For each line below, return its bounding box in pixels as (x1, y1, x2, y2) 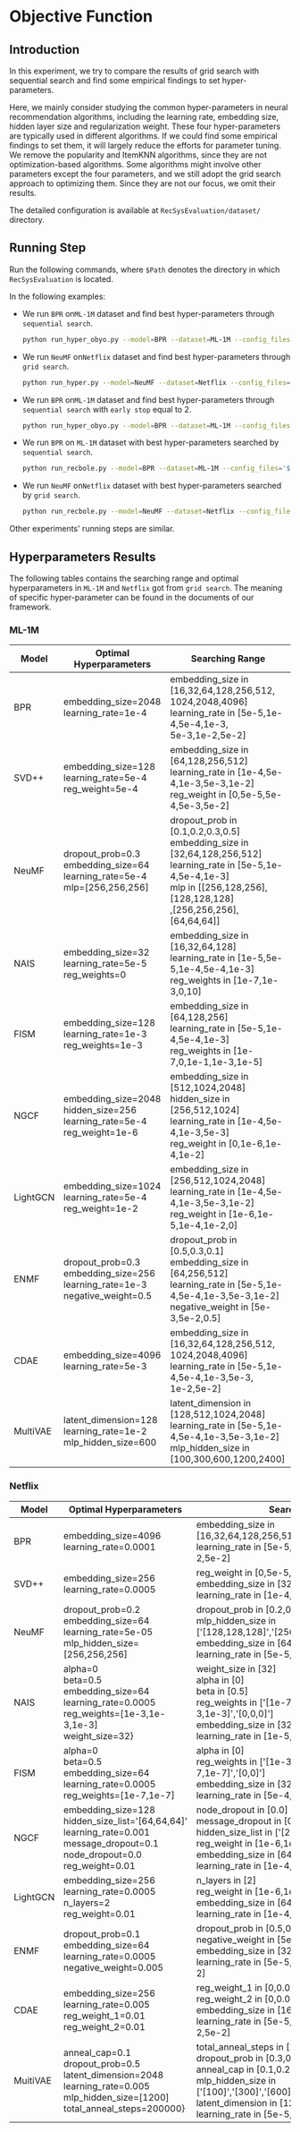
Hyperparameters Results (9, 549, 156, 565)
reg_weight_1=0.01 (63, 2009, 146, 2022)
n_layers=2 (63, 1896, 111, 1908)
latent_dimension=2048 (63, 2068, 164, 2081)
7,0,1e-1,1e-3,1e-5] (170, 1056, 263, 1069)
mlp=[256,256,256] (63, 882, 149, 894)
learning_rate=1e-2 (63, 1425, 147, 1437)
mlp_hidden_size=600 (63, 1437, 157, 1449)
